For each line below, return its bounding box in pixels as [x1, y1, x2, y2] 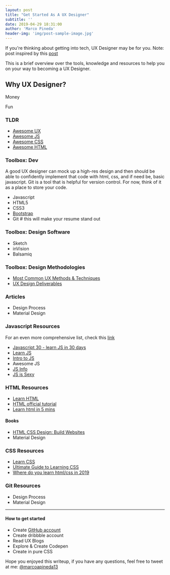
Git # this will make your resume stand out [12, 216, 101, 222]
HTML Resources [5, 384, 49, 391]
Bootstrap [12, 210, 33, 216]
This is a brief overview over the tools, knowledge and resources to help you [5, 60, 165, 66]
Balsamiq [12, 251, 32, 257]
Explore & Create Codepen [12, 543, 68, 549]
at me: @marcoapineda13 [5, 563, 58, 569]
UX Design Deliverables [12, 280, 62, 286]
